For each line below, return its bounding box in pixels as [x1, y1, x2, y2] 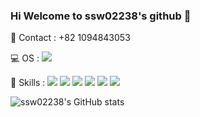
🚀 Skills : [10, 77, 46, 89]
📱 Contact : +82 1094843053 [10, 32, 131, 44]
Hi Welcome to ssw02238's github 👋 [10, 9, 192, 23]
